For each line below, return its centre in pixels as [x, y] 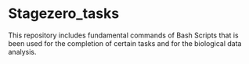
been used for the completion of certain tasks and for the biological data [125, 43]
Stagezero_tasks [64, 14]
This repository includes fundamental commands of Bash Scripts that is [123, 35]
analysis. [22, 52]
